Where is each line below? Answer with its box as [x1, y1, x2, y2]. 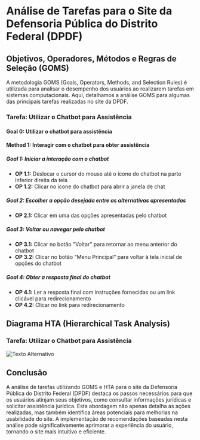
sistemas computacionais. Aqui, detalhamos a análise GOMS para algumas [6, 92, 190, 98]
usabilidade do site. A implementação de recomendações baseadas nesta [6, 415, 188, 423]
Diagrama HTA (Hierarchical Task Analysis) [6, 319, 170, 329]
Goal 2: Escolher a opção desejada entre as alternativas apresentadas [6, 197, 186, 204]
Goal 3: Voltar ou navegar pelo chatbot [6, 225, 106, 233]
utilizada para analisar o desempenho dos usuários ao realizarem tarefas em [6, 85, 194, 92]
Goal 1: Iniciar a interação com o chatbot [6, 155, 109, 162]
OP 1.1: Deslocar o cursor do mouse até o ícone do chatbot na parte [14, 170, 181, 177]
